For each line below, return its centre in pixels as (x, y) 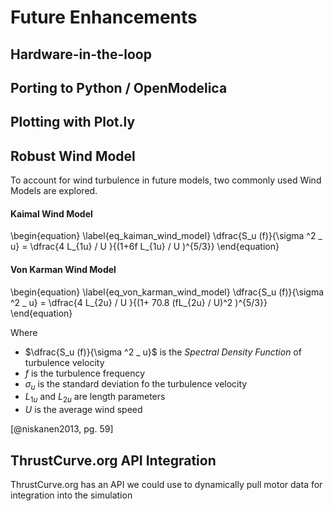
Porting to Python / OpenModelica (119, 87)
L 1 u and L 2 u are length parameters (95, 398)
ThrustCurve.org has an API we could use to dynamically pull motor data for (166, 484)
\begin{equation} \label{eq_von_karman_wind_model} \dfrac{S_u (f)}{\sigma (167, 292)
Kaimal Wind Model (51, 213)
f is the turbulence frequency (85, 373)
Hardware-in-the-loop (81, 54)
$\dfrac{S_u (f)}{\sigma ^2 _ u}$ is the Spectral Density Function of (163, 352)
